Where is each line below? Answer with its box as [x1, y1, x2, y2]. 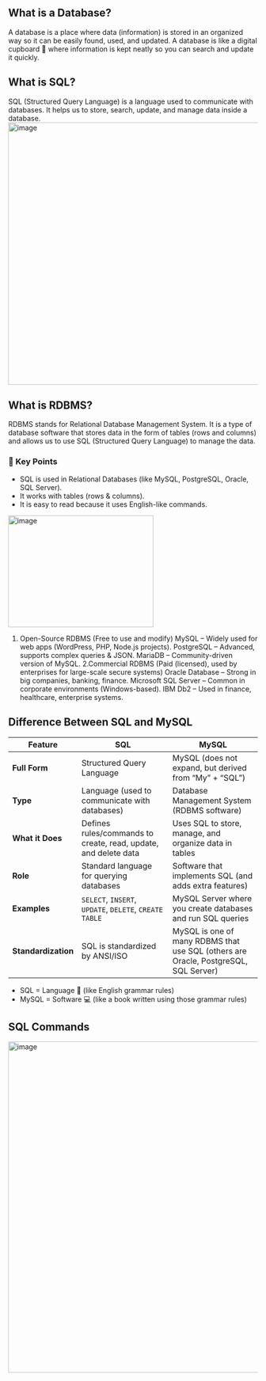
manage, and [172, 827, 222, 839]
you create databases [172, 903, 253, 914]
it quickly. [8, 52, 40, 62]
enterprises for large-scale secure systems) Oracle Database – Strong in [19, 667, 256, 676]
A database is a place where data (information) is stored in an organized [8, 27, 244, 36]
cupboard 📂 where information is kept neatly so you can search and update [8, 44, 254, 54]
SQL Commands [8, 1020, 89, 1033]
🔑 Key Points [8, 456, 58, 467]
